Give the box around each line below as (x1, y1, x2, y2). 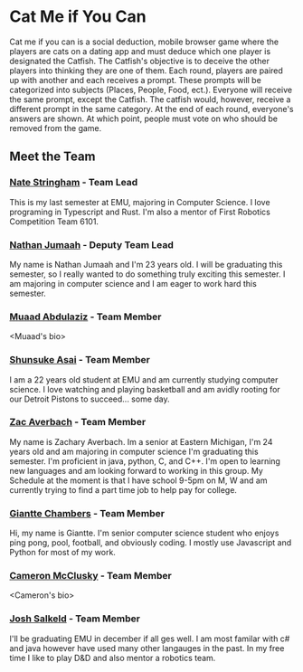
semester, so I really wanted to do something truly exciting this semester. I (9, 269, 286, 279)
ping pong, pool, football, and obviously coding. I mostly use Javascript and (9, 537, 292, 548)
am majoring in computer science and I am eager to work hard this (9, 278, 258, 289)
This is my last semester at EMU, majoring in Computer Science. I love (9, 196, 270, 207)
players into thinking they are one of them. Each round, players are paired (9, 65, 283, 76)
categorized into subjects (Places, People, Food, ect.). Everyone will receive (9, 84, 292, 95)
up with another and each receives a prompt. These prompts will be (9, 74, 262, 85)
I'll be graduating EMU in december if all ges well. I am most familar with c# (9, 633, 290, 644)
